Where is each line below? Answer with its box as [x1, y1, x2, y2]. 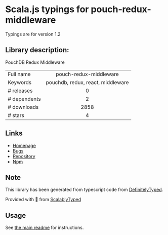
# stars [8, 111, 24, 119]
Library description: [5, 46, 69, 54]
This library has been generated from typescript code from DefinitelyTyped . [5, 186, 163, 193]
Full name [8, 70, 31, 77]
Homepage [12, 142, 36, 148]
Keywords [8, 79, 32, 86]
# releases [8, 87, 33, 94]
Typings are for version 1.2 [5, 31, 61, 37]
